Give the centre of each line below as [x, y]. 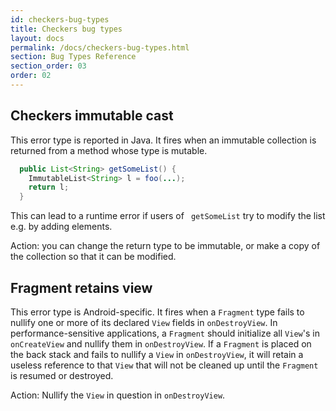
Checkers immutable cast [92, 116]
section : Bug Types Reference [73, 57]
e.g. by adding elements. [61, 227]
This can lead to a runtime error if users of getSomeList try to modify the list [168, 216]
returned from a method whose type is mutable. [109, 150]
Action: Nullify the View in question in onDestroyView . [118, 395]
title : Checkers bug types [66, 29]
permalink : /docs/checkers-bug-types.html [100, 47]
